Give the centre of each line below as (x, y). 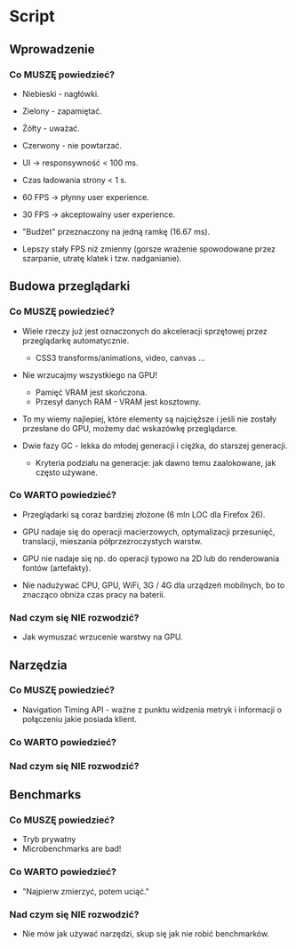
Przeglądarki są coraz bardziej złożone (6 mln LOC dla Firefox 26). (144, 514)
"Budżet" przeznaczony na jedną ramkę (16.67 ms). (116, 231)
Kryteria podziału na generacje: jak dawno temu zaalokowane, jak (156, 462)
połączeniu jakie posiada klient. (80, 719)
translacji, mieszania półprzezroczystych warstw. (112, 541)
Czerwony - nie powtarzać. (72, 145)
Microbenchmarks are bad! (72, 849)
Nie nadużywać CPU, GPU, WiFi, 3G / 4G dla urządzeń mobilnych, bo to (153, 585)
